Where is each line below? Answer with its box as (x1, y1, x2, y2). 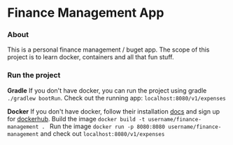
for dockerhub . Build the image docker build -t (7, 114, 146, 123)
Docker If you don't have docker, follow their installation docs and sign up (7, 107, 220, 116)
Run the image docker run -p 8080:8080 (50, 122, 166, 130)
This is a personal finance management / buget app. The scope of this (7, 45, 210, 54)
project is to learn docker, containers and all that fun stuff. (7, 53, 174, 61)
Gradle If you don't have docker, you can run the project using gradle (7, 86, 207, 95)
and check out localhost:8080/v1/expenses (40, 129, 165, 137)
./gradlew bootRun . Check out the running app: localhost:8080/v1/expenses (7, 93, 226, 102)
